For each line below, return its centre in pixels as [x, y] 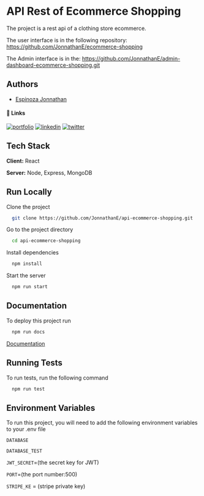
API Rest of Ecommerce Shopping [94, 11]
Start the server [26, 276]
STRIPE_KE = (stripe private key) [46, 486]
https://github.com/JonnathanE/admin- [131, 58]
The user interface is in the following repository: [67, 40]
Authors [22, 84]
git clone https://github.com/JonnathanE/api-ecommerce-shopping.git [102, 218]
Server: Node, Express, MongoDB [50, 172]
